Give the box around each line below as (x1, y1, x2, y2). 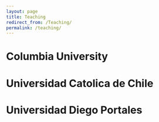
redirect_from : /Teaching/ (6, 19, 72, 25)
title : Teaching (6, 14, 46, 20)
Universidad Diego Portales (6, 103, 143, 117)
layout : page (6, 8, 38, 15)
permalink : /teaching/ (6, 25, 62, 31)
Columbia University (6, 50, 109, 63)
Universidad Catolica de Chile (6, 76, 154, 90)
